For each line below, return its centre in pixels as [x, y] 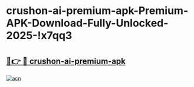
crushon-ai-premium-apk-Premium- [97, 11]
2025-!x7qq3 [39, 36]
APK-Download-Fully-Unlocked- [87, 23]
